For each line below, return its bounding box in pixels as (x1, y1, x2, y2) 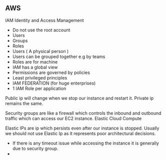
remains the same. (5, 100, 43, 106)
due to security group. (12, 145, 58, 151)
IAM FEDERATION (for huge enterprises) (12, 80, 96, 86)
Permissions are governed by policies (12, 69, 90, 75)
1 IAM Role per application (12, 85, 66, 91)
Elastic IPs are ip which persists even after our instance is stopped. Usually (5, 125, 159, 131)
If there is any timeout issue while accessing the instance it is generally (12, 140, 159, 146)
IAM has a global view (12, 64, 58, 70)
